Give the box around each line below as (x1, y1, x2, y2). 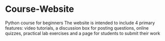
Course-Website (5, 3, 74, 15)
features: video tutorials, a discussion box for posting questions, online (5, 25, 149, 31)
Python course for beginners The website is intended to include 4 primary (5, 20, 155, 26)
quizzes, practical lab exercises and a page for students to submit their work (5, 30, 161, 36)
